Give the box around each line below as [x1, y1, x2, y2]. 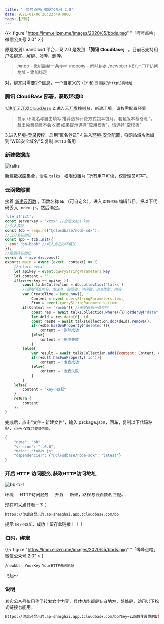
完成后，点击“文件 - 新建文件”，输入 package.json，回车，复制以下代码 [5, 419, 148, 425]
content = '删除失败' [40, 337, 82, 342]
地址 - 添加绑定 [17, 69, 48, 75]
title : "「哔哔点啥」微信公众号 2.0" [5, 7, 74, 12]
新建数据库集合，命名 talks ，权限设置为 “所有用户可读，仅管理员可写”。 [5, 173, 151, 179]
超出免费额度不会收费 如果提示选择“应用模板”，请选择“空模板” [17, 122, 142, 128]
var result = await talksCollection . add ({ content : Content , [31, 350, 156, 356]
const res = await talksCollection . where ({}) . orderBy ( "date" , [31, 310, 161, 315]
